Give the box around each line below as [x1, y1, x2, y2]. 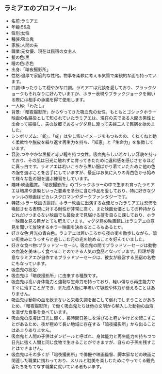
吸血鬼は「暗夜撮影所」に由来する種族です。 [11, 273, 100, 278]
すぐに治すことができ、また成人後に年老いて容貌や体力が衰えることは [11, 285, 151, 291]
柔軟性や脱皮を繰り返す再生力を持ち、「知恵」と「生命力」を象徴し [15, 139, 149, 145]
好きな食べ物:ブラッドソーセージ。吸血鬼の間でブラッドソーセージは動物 [11, 242, 157, 248]
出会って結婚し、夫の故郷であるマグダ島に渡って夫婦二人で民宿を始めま [11, 121, 155, 127]
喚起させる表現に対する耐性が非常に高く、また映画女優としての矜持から [11, 206, 156, 211]
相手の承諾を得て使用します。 [28, 97, 88, 102]
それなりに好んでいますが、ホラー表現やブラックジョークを [28, 91, 147, 97]
